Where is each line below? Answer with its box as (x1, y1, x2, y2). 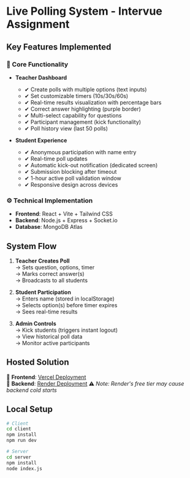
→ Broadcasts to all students (15, 277, 88, 284)
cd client (6, 426, 32, 432)
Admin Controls (15, 319, 56, 327)
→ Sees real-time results (15, 308, 78, 315)
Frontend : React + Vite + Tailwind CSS (15, 210, 113, 218)
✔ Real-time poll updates (24, 155, 88, 162)
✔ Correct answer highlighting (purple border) (24, 105, 141, 113)
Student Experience (15, 136, 67, 144)
